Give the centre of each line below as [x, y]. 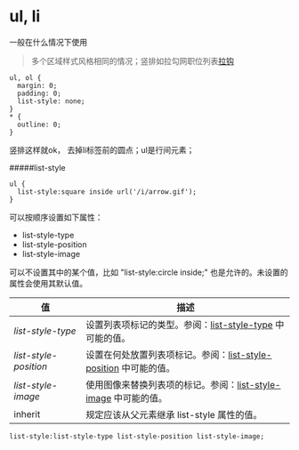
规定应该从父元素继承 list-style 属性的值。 [174, 414]
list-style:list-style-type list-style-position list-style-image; [137, 436]
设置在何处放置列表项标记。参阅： [157, 355]
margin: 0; [37, 85]
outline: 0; [40, 125]
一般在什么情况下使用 [48, 42]
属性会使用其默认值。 [48, 283]
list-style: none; [52, 101]
